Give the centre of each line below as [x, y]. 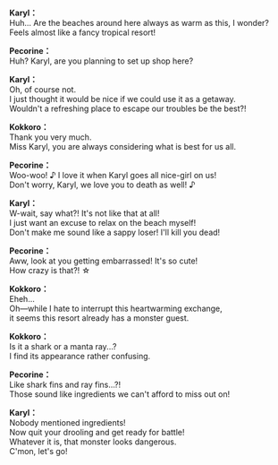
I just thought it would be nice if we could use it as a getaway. [123, 99]
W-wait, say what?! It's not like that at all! [84, 213]
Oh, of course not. [43, 90]
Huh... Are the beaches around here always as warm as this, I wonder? [139, 23]
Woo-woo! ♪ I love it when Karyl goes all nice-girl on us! [113, 176]
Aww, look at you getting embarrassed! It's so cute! [104, 261]
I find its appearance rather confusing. [80, 357]
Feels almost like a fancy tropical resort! [83, 32]
